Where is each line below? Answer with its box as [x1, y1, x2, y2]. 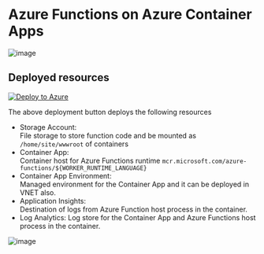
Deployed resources [8, 71, 110, 84]
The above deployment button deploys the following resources [8, 107, 212, 116]
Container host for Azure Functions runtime [19, 156, 161, 165]
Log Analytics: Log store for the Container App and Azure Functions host [19, 212, 256, 222]
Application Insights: [19, 196, 87, 205]
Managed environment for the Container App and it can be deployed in [19, 179, 250, 189]
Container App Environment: [19, 171, 112, 180]
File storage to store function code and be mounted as [19, 131, 197, 140]
